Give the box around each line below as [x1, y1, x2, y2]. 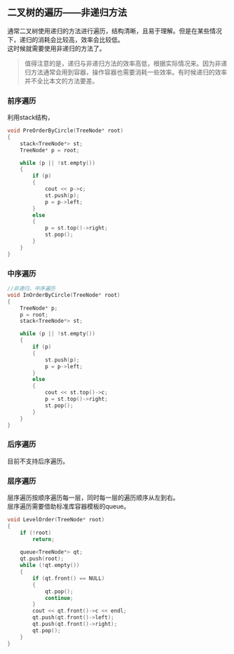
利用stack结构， [7, 113, 54, 121]
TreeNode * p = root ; [20, 147, 80, 154]
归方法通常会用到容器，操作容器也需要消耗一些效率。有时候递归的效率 [24, 67, 228, 76]
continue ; [44, 594, 74, 601]
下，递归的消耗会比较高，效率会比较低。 [7, 35, 124, 44]
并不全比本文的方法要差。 [24, 76, 99, 85]
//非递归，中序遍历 [7, 285, 56, 293]
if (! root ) [20, 529, 52, 536]
